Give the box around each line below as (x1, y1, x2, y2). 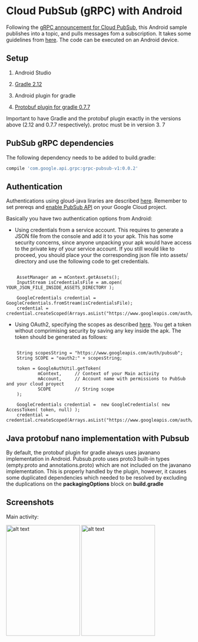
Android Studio (14, 69, 51, 76)
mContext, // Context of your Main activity (37, 371, 160, 377)
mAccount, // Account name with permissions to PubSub (37, 376, 186, 382)
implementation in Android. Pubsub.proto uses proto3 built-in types (6, 455, 170, 462)
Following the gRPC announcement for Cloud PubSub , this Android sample (6, 24, 187, 31)
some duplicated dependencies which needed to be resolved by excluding (6, 474, 187, 481)
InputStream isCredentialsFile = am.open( (16, 279, 123, 286)
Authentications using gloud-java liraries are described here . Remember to (6, 197, 187, 204)
